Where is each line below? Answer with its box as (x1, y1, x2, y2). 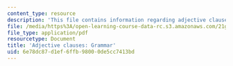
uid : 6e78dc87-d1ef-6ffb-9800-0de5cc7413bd (7, 49, 135, 56)
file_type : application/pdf (7, 29, 89, 36)
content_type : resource (7, 10, 76, 17)
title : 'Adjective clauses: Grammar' (7, 42, 116, 49)
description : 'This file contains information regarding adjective (7, 16, 207, 23)
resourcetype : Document (7, 36, 76, 43)
